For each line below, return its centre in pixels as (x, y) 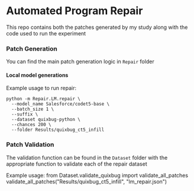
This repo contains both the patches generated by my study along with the (97, 27)
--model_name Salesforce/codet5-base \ (61, 104)
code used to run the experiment (46, 33)
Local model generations (37, 75)
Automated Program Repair (75, 11)
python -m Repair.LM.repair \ (43, 99)
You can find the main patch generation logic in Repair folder (80, 62)
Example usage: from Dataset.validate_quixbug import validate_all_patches (97, 175)
